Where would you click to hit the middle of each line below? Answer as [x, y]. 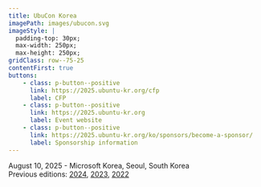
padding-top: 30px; [48, 38]
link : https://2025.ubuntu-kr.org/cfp [94, 90]
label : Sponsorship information [84, 142]
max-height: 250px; [48, 53]
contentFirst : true [41, 68]
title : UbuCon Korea [43, 16]
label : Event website [66, 120]
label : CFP [48, 98]
